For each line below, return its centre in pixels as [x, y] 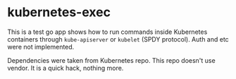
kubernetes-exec [59, 12]
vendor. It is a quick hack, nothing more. [66, 68]
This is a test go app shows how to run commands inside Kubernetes [107, 32]
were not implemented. [41, 47]
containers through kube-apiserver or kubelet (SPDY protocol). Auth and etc [118, 39]
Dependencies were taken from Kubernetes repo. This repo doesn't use [112, 60]
